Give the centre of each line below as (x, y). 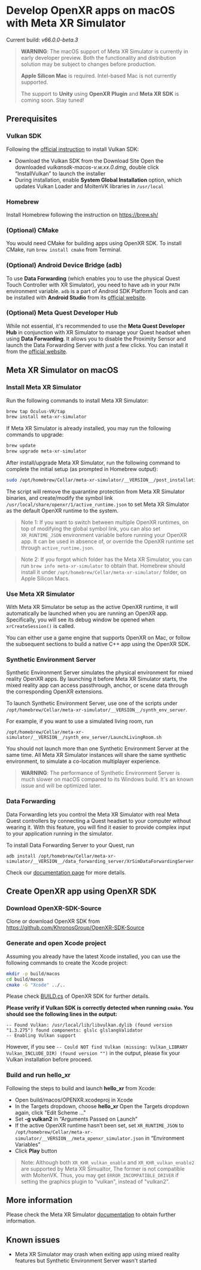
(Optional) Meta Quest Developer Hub (62, 313)
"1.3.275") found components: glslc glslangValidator (75, 1031)
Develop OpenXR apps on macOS (91, 10)
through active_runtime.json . (57, 547)
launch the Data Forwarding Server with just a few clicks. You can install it (97, 345)
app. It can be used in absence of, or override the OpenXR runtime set (107, 541)
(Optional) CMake (32, 230)
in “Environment (165, 1138)
